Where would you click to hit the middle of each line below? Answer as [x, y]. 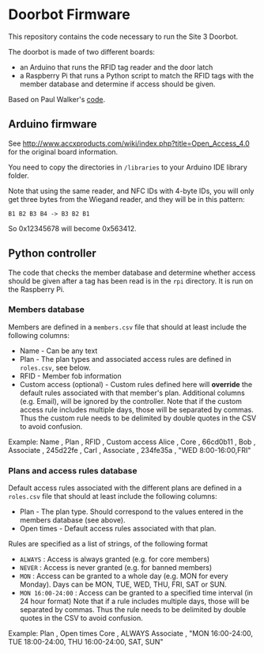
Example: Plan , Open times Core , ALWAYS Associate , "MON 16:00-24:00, [131, 633]
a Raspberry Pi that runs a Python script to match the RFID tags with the [137, 75]
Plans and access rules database [73, 470]
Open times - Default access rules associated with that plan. [118, 529]
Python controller [52, 254]
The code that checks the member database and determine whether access [132, 272]
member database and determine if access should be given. [117, 84]
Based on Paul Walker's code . [57, 99]
